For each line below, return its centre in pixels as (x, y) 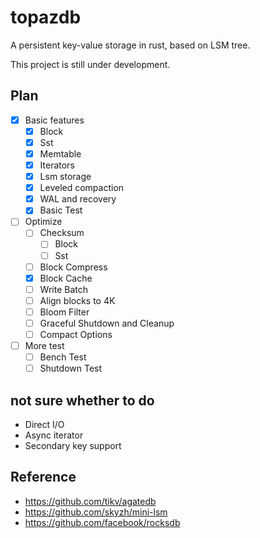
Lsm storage (65, 177)
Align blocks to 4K (77, 300)
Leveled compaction (82, 188)
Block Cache (66, 278)
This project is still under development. (90, 64)
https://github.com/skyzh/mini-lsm (96, 512)
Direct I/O (44, 424)
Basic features (54, 120)
